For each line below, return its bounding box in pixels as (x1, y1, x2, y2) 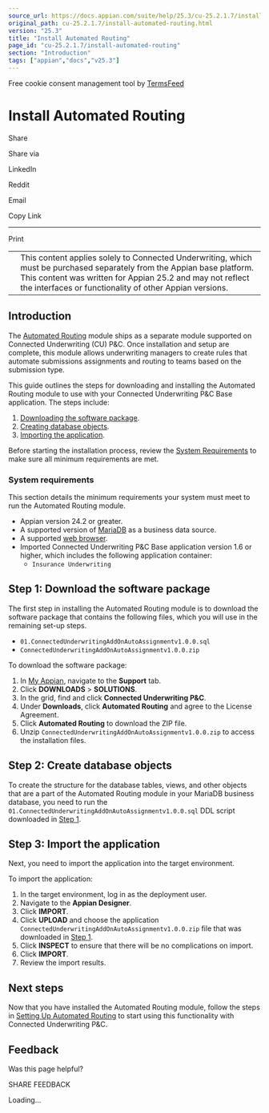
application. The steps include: (8, 397, 110, 407)
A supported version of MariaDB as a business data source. (19, 525, 217, 534)
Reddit (8, 180, 30, 189)
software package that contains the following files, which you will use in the (8, 611, 258, 622)
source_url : (8, 11, 48, 20)
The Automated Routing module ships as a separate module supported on (8, 331, 252, 340)
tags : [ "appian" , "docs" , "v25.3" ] (8, 57, 120, 65)
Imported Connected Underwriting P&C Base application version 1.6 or (19, 542, 252, 551)
